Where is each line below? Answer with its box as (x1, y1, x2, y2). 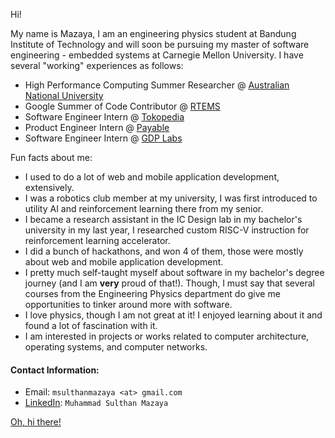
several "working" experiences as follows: (10, 60, 184, 71)
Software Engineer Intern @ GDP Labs (24, 132, 183, 144)
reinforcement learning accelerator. (24, 235, 171, 246)
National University (24, 90, 104, 101)
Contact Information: (10, 364, 100, 376)
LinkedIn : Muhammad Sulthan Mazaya (24, 397, 169, 409)
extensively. (24, 182, 75, 193)
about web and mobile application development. (24, 256, 224, 268)
